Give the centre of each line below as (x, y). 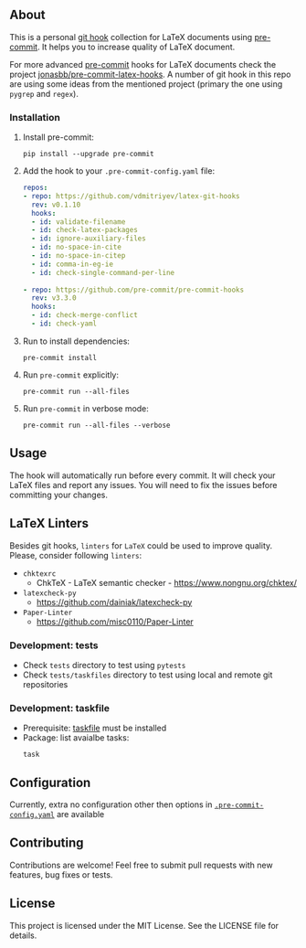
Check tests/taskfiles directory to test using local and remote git (148, 675)
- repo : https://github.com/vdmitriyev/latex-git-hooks (131, 196)
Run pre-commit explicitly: (71, 375)
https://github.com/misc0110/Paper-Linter (115, 622)
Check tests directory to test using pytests (104, 665)
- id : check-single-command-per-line (103, 272)
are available (80, 815)
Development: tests (54, 645)
